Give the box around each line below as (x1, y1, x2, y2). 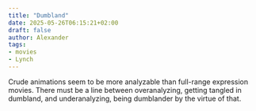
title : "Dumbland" (8, 11, 69, 20)
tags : (8, 41, 26, 49)
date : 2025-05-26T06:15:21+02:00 (8, 19, 119, 27)
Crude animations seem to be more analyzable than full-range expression (8, 76, 248, 87)
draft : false (8, 26, 52, 34)
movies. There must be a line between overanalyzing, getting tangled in (8, 85, 242, 94)
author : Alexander (8, 33, 69, 42)
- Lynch (8, 56, 34, 64)
